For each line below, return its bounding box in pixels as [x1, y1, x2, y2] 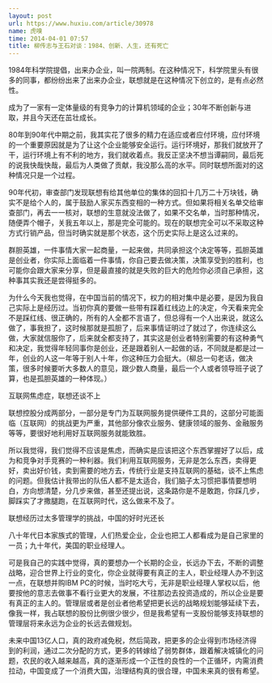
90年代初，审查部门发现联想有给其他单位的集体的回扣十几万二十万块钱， [8, 188, 252, 197]
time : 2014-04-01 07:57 [8, 34, 89, 43]
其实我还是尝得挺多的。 [22, 276, 101, 286]
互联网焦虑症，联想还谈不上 [8, 391, 101, 401]
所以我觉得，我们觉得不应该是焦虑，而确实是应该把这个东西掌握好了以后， [8, 446, 257, 456]
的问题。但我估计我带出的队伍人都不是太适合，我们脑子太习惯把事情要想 [8, 476, 249, 486]
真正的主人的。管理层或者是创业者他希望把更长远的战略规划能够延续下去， [15, 598, 264, 608]
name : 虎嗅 [8, 27, 43, 35]
